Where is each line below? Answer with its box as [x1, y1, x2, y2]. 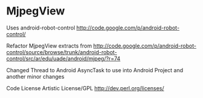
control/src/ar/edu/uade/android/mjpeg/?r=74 [6, 55, 121, 62]
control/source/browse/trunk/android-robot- [6, 48, 118, 55]
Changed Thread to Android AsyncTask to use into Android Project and [6, 66, 184, 73]
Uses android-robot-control [6, 24, 76, 31]
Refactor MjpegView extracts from [6, 42, 92, 49]
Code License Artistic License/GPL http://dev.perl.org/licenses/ [6, 84, 165, 91]
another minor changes [6, 73, 65, 80]
